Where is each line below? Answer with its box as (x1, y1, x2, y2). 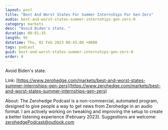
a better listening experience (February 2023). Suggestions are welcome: (5, 114, 157, 120)
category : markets (5, 21, 44, 27)
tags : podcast (5, 45, 35, 50)
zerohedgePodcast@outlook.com (5, 119, 75, 125)
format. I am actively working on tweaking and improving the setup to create (5, 108, 163, 114)
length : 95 (5, 36, 28, 41)
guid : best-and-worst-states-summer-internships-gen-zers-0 (5, 49, 134, 54)
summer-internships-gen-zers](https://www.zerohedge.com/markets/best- (5, 83, 161, 89)
